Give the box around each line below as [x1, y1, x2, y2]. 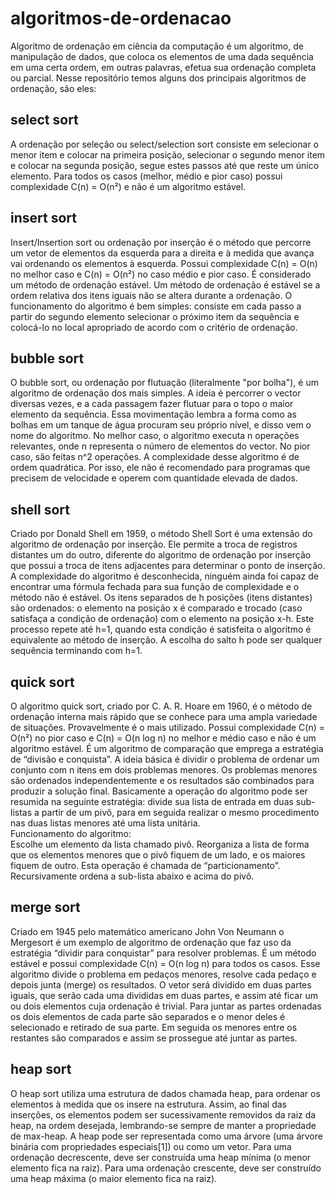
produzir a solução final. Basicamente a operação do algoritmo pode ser [10, 785, 308, 797]
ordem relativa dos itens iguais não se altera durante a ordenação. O [10, 289, 293, 301]
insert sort [10, 210, 77, 227]
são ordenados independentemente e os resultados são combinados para [10, 775, 315, 786]
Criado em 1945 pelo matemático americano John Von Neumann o [10, 925, 285, 937]
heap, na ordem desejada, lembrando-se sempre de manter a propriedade [10, 1119, 317, 1131]
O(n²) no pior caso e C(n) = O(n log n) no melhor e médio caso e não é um [10, 732, 317, 744]
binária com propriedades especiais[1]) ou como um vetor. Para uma [10, 1140, 292, 1152]
